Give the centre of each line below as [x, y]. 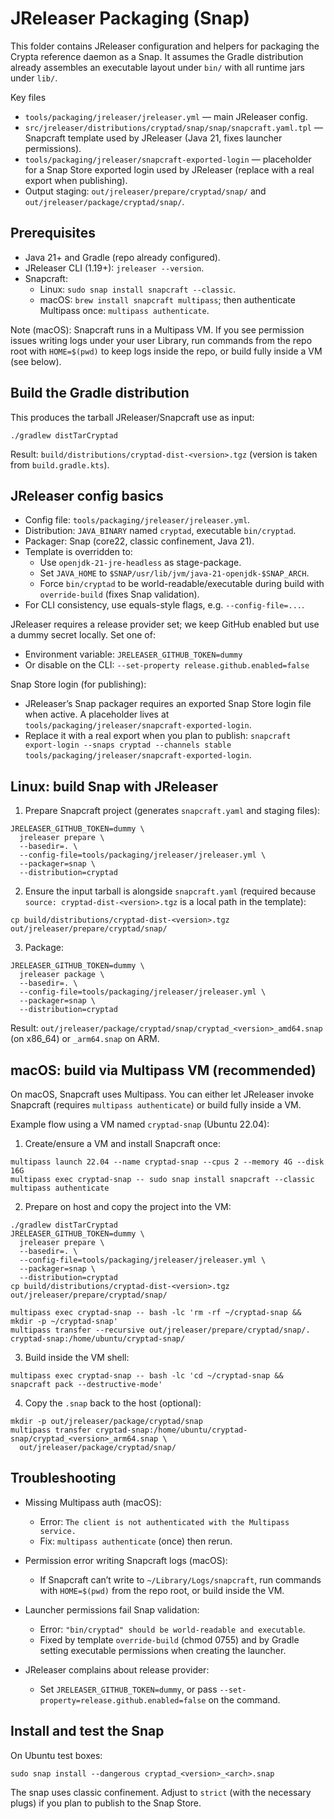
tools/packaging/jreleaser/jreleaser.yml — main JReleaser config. [166, 116]
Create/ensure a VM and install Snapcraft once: [122, 1143]
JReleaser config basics [87, 495]
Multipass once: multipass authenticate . [124, 310]
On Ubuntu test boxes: [56, 1755]
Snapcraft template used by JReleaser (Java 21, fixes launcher [153, 138]
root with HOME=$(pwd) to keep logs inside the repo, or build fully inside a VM [166, 351]
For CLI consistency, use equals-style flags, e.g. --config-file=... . [164, 605]
